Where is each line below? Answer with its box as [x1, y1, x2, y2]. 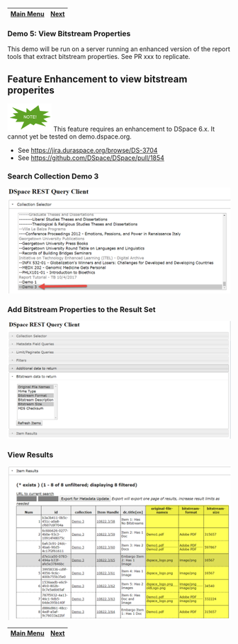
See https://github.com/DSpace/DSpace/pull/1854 [17, 154, 165, 162]
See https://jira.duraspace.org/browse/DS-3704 [17, 146, 158, 155]
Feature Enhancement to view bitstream [7, 73, 188, 85]
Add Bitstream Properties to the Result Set [7, 305, 156, 315]
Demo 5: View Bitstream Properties [7, 28, 131, 38]
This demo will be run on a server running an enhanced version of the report [7, 45, 230, 53]
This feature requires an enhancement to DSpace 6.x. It [52, 125, 215, 134]
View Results [7, 449, 54, 459]
